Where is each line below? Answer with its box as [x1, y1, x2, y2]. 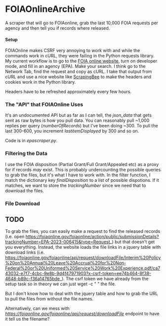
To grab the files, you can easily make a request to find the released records [5, 228, 161, 234]
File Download [5, 200, 41, 207]
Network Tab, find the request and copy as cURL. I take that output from [5, 68, 152, 75]
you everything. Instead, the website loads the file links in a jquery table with [5, 244, 161, 250]
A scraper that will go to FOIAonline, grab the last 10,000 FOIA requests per [5, 20, 159, 26]
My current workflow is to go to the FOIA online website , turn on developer [5, 58, 157, 64]
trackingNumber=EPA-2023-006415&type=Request [5, 239, 110, 245]
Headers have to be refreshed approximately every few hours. [5, 89, 132, 95]
